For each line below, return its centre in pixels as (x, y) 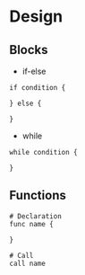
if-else (34, 71)
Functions (38, 195)
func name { (31, 224)
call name (28, 263)
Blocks (29, 50)
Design (36, 17)
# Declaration (36, 216)
